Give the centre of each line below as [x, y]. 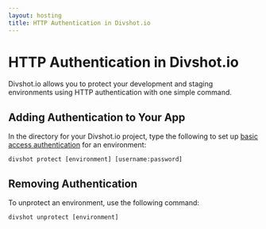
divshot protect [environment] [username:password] [95, 159]
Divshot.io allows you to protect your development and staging [111, 84]
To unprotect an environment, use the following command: [104, 203]
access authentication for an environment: [77, 145]
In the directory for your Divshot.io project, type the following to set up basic [133, 136]
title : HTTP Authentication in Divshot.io [79, 23]
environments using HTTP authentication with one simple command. [120, 93]
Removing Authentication [73, 183]
